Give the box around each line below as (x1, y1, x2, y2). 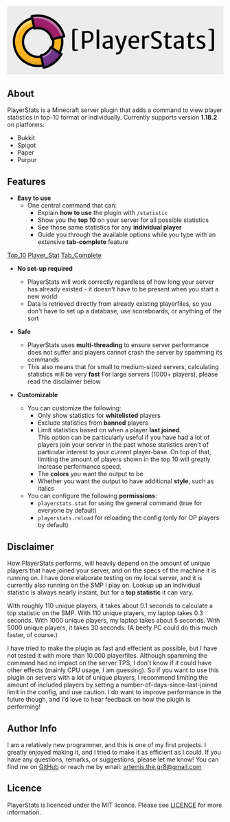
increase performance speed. (37, 463, 122, 471)
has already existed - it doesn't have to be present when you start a (27, 285, 219, 293)
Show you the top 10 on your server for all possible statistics (37, 216, 209, 224)
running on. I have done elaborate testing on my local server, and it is (7, 574, 203, 582)
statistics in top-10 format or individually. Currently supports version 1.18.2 (7, 113, 218, 122)
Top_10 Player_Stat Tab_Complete (7, 251, 102, 260)
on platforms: (7, 120, 45, 129)
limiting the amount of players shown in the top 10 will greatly (37, 455, 211, 463)
